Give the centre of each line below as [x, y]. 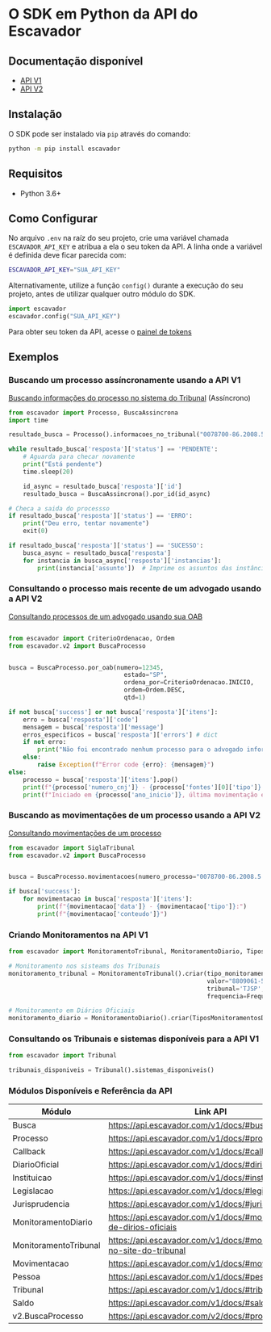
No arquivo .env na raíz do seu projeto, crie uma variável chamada [119, 238]
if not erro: [45, 742]
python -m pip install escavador [65, 149]
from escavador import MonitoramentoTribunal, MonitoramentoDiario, [126, 952]
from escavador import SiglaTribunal [72, 848]
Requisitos [35, 174]
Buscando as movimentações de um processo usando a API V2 [134, 815]
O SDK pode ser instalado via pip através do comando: [100, 133]
